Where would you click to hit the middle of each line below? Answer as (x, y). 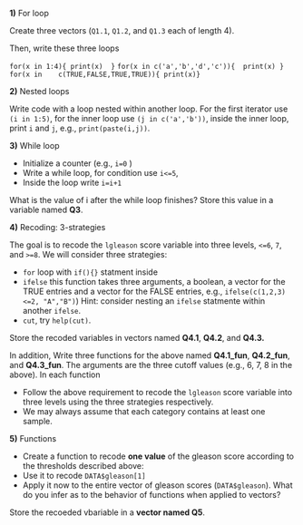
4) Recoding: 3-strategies (58, 227)
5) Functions (33, 438)
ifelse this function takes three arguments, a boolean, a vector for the (154, 282)
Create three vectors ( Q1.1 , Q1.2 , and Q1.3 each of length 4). (122, 30)
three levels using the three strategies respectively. (118, 402)
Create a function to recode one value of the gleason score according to (158, 456)
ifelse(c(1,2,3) (255, 292)
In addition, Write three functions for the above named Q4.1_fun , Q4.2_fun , (150, 355)
